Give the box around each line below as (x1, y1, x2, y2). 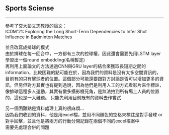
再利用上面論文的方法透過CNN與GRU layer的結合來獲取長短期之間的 (5, 63, 146, 69)
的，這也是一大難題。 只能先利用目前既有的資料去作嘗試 (5, 94, 121, 100)
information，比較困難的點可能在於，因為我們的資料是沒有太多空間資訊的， (5, 69, 161, 75)
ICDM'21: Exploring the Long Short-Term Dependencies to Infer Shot (5, 28, 147, 34)
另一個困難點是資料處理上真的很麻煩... (5, 105, 84, 111)
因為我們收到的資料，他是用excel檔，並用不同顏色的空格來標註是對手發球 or (5, 111, 163, 117)
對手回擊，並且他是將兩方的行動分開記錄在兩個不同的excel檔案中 (5, 118, 140, 124)
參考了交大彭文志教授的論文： (5, 23, 67, 29)
